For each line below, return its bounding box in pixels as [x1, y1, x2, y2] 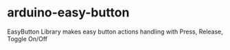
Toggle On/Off [7, 34, 48, 42]
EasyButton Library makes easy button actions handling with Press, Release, [7, 27, 223, 36]
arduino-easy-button [7, 5, 130, 21]
